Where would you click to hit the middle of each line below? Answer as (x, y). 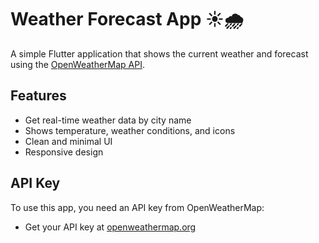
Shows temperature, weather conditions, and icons (130, 130)
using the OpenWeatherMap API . (77, 64)
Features (38, 96)
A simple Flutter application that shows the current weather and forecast (159, 53)
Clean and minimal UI (68, 141)
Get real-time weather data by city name (108, 120)
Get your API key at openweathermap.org (110, 227)
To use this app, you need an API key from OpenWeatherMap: (137, 207)
